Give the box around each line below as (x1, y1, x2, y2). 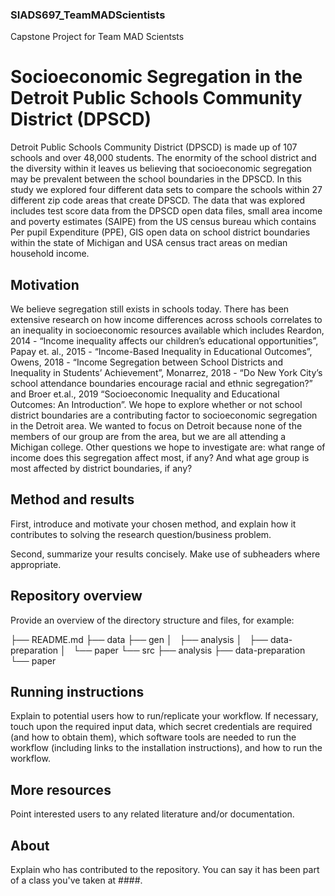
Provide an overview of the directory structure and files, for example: (10, 614, 295, 626)
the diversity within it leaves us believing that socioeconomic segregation (10, 163, 313, 175)
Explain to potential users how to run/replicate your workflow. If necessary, (10, 710, 319, 722)
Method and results (10, 491, 135, 508)
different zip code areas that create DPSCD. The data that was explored (10, 194, 306, 207)
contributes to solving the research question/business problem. (10, 528, 272, 540)
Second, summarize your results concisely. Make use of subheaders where (10, 548, 321, 560)
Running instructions (10, 684, 145, 701)
